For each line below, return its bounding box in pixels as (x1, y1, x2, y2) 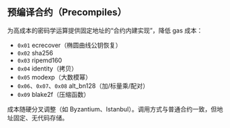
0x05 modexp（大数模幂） (17, 73, 92, 81)
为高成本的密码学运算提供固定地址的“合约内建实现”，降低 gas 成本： (7, 26, 204, 35)
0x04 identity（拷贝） (17, 64, 78, 73)
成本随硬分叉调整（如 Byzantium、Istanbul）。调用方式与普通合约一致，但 (7, 104, 217, 113)
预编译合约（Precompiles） (7, 6, 127, 19)
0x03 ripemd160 (17, 56, 63, 64)
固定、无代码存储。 (13, 113, 68, 122)
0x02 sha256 (17, 48, 54, 57)
